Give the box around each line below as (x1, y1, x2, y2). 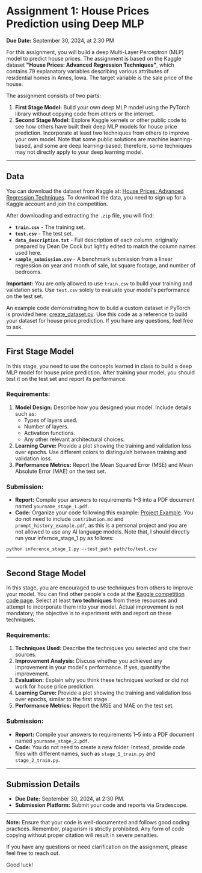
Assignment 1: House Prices (6, 4, 149, 18)
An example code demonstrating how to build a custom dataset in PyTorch (6, 304, 191, 311)
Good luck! (6, 861, 34, 869)
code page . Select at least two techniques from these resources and (6, 597, 177, 604)
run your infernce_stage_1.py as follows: (14, 535, 114, 542)
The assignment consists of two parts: (6, 92, 101, 99)
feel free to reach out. (6, 850, 60, 857)
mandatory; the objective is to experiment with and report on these (6, 609, 172, 616)
